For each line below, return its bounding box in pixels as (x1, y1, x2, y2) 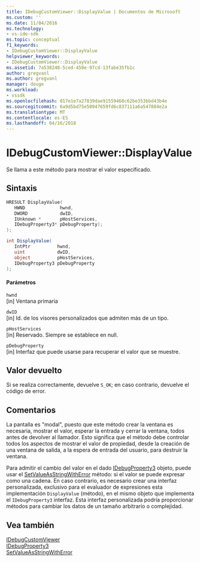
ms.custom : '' (6, 14, 42, 20)
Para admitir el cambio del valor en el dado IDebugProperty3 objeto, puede (6, 464, 192, 471)
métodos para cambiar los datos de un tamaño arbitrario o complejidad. (6, 503, 183, 510)
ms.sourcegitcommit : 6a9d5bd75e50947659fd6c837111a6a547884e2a (6, 103, 168, 110)
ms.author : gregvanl (6, 76, 58, 82)
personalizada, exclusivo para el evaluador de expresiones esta (6, 483, 163, 491)
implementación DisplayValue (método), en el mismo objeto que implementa (6, 490, 195, 497)
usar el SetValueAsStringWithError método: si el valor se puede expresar (6, 471, 185, 478)
